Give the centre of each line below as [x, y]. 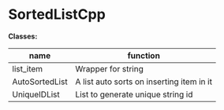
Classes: [23, 36]
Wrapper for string [109, 68]
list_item [28, 68]
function [144, 55]
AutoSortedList [40, 82]
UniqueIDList [36, 94]
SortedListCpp [57, 15]
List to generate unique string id [134, 94]
